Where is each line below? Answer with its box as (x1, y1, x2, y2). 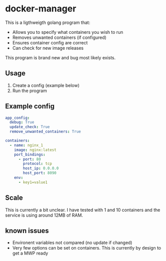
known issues (5, 227, 49, 235)
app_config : (5, 115, 30, 120)
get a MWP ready (12, 250, 48, 257)
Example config (5, 102, 55, 111)
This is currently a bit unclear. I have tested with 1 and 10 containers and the (5, 207, 161, 213)
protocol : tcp (23, 161, 52, 166)
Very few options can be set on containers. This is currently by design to (12, 245, 162, 251)
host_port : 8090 (23, 170, 57, 176)
